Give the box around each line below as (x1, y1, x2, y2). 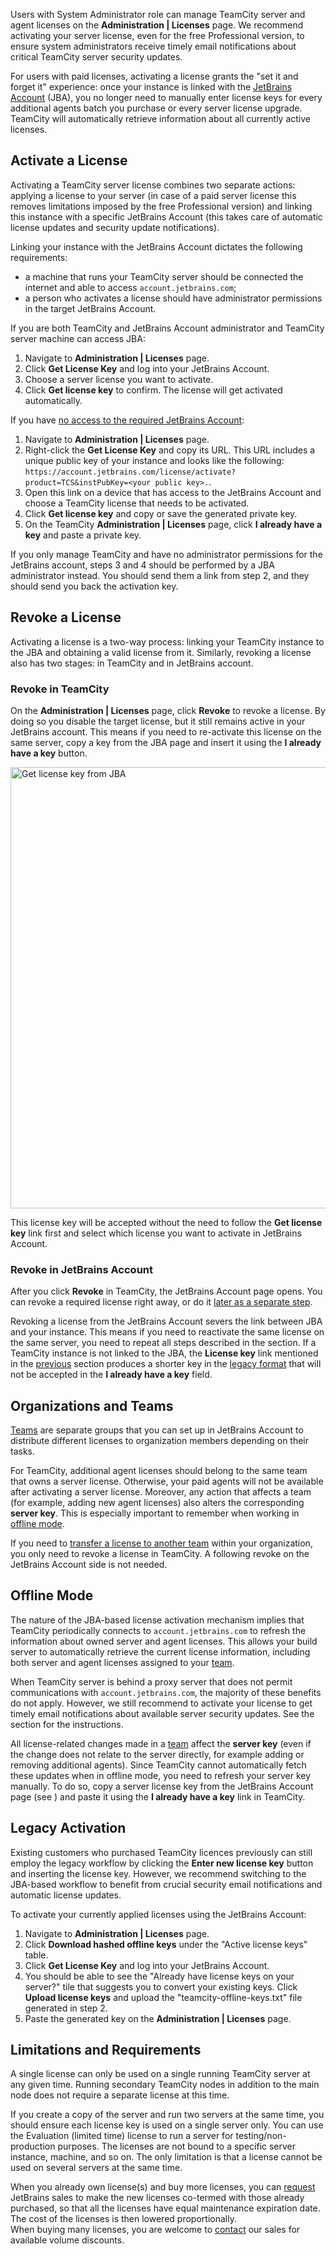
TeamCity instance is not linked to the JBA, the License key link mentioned (10, 1347, 319, 1359)
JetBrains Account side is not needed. (10, 1559, 168, 1571)
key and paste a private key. (24, 529, 142, 541)
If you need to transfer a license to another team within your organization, (10, 1537, 313, 1549)
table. (24, 1949, 49, 1961)
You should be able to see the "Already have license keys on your (24, 1970, 295, 1982)
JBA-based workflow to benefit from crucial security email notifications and (10, 1878, 323, 1890)
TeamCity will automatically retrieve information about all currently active (10, 113, 311, 124)
